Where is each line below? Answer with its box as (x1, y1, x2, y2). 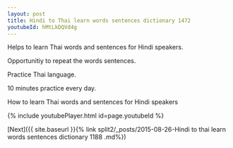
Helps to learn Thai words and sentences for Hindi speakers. (7, 43, 184, 52)
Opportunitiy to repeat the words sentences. (7, 57, 136, 65)
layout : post (7, 10, 46, 18)
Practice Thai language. (7, 70, 76, 79)
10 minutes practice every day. (7, 84, 97, 93)
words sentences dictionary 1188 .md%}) (7, 132, 126, 142)
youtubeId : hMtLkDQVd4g (7, 23, 78, 30)
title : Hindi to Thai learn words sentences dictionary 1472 (7, 17, 191, 24)
